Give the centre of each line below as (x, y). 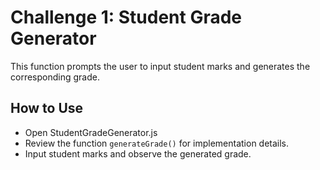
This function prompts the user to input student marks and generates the (160, 66)
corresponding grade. (55, 77)
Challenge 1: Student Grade (126, 17)
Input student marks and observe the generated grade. (138, 153)
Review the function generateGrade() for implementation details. (157, 143)
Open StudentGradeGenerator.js (91, 132)
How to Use (47, 108)
